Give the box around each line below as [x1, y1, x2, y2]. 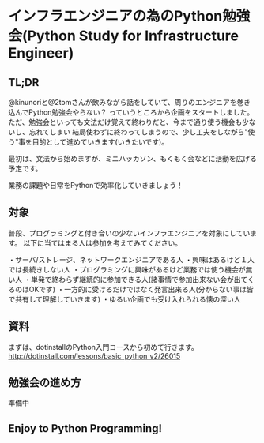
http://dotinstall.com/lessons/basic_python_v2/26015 [8, 351, 181, 360]
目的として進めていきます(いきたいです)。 [32, 137, 168, 146]
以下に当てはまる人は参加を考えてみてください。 [23, 238, 183, 247]
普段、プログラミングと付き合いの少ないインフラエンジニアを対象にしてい [8, 228, 251, 238]
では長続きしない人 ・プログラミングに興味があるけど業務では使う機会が [8, 265, 246, 274]
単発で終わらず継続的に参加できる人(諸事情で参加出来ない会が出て [30, 274, 248, 284]
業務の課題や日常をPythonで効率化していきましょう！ [8, 181, 184, 190]
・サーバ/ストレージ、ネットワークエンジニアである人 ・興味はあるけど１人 [8, 254, 255, 265]
